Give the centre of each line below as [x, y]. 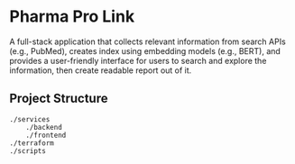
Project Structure [59, 99]
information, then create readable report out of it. [101, 70]
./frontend [46, 135]
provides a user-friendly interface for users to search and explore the [138, 60]
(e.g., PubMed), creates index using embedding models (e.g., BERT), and [145, 50]
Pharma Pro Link [72, 17]
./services [30, 119]
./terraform [32, 143]
